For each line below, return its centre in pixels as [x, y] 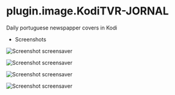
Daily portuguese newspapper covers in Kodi [62, 28]
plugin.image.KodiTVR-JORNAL [87, 11]
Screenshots [31, 39]
